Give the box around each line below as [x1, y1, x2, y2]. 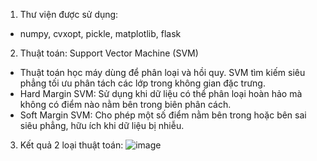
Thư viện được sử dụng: [19, 9, 119, 20]
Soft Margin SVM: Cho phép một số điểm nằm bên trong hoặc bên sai [19, 109, 307, 121]
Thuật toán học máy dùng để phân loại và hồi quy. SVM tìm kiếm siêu [19, 67, 306, 78]
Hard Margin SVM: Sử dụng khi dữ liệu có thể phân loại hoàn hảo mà [19, 88, 303, 99]
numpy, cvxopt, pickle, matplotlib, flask [19, 28, 182, 39]
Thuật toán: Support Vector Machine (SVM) [19, 47, 199, 59]
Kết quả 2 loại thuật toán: [19, 139, 124, 151]
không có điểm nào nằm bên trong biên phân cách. [19, 99, 232, 110]
